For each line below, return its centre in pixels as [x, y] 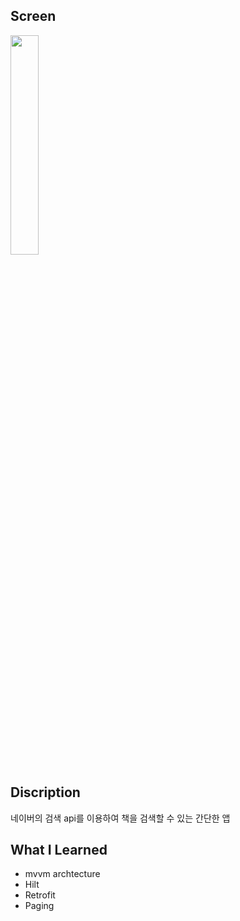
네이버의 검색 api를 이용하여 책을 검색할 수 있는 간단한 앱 [120, 818]
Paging [39, 906]
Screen [33, 16]
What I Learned [59, 850]
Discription [45, 792]
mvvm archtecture [62, 874]
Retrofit [40, 895]
